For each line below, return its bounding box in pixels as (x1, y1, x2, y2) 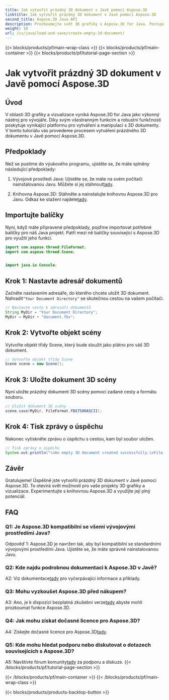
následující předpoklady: (5, 166, 56, 172)
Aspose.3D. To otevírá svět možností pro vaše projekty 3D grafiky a (5, 483, 145, 489)
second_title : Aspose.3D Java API (5, 17, 78, 22)
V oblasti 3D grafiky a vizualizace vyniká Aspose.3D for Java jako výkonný (5, 112, 160, 117)
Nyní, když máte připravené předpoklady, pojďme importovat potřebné (5, 224, 152, 230)
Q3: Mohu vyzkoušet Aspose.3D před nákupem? (5, 588, 127, 595)
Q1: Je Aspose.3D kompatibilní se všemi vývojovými (5, 523, 136, 530)
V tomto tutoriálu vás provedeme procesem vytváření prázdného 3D (5, 128, 146, 133)
